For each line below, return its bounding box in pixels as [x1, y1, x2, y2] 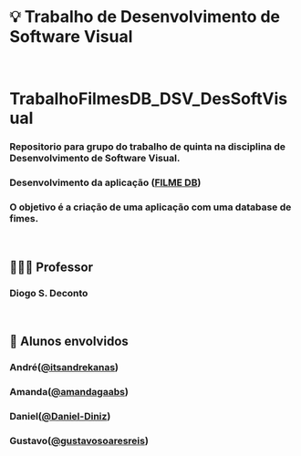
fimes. [9, 212, 39, 224]
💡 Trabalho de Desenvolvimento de [9, 6, 281, 27]
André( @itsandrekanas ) [9, 361, 119, 374]
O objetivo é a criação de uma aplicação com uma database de [9, 201, 292, 213]
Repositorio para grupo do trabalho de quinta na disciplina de [9, 140, 285, 153]
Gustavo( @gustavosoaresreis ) [9, 435, 149, 448]
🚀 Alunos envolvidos [9, 334, 130, 349]
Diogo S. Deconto [9, 286, 88, 299]
